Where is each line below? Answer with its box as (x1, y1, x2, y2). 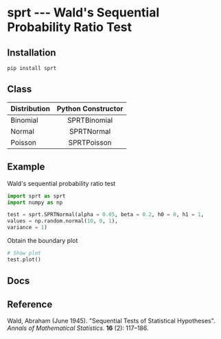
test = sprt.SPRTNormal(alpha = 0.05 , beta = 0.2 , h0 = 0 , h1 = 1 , (7, 211, 205, 218)
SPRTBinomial (67, 115, 113, 125)
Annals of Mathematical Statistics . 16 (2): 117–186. (7, 324, 149, 332)
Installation (7, 47, 56, 58)
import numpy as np (7, 199, 63, 206)
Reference (7, 299, 53, 310)
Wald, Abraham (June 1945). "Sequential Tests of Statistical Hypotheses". (7, 316, 216, 325)
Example (7, 161, 45, 173)
